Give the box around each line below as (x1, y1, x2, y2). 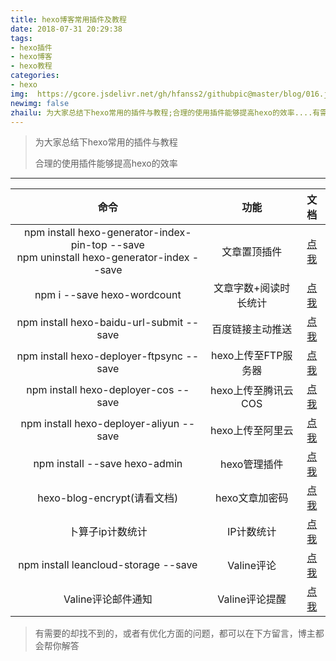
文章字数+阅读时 (213, 281, 291, 295)
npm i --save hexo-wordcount (34, 288, 182, 302)
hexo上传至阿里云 (209, 424, 294, 438)
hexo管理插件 (219, 457, 284, 471)
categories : (10, 71, 60, 81)
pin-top (70, 238, 108, 252)
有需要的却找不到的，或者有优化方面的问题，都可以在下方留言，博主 (34, 627, 316, 640)
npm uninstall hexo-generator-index (16, 251, 190, 265)
